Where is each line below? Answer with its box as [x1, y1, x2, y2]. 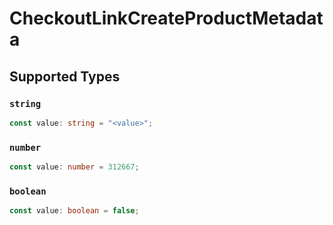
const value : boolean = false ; [9, 206, 140, 216]
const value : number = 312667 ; [9, 162, 140, 172]
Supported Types [9, 68, 121, 85]
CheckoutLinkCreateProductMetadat [9, 7, 324, 30]
